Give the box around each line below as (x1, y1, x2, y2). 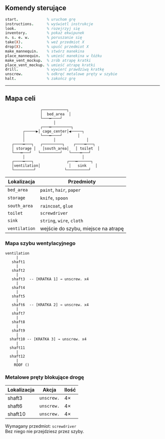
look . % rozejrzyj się (5, 26, 80, 31)
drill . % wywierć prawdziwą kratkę (5, 67, 105, 72)
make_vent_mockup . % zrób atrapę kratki (5, 58, 91, 63)
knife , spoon (40, 194, 68, 201)
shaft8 (11, 320, 26, 325)
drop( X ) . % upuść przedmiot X (5, 44, 89, 50)
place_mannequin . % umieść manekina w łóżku (5, 53, 102, 58)
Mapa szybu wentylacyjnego (5, 240, 76, 247)
